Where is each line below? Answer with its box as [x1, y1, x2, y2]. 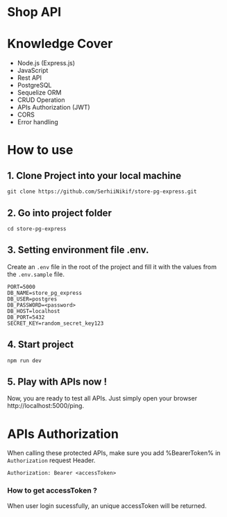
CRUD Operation [17, 96, 65, 104]
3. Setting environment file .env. [7, 244, 149, 256]
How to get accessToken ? [7, 486, 97, 495]
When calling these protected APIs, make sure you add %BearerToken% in [7, 449, 221, 457]
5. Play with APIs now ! [7, 375, 108, 387]
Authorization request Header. [7, 456, 96, 465]
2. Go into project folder [7, 207, 112, 219]
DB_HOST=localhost [7, 307, 60, 314]
